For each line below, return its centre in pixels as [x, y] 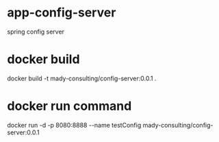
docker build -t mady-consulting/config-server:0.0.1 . [82, 78]
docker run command [69, 106]
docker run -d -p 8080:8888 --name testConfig [74, 125]
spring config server [36, 32]
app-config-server [62, 13]
